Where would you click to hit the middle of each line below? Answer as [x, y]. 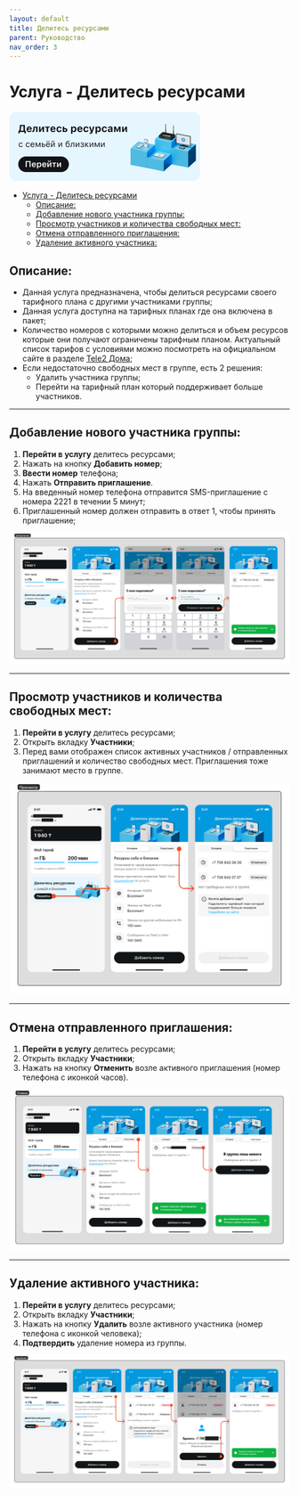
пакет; [34, 320]
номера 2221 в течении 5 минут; [84, 501]
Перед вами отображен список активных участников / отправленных [155, 751]
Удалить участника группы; [88, 377]
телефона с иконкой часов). [75, 1077]
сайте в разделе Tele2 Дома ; [77, 358]
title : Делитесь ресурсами [59, 28]
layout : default [39, 19]
